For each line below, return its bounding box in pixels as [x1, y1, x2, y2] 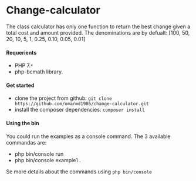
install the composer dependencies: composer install [14, 106, 145, 113]
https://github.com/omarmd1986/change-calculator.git [14, 101, 149, 107]
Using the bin [6, 119, 39, 126]
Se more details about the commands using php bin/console [6, 168, 153, 175]
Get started [6, 82, 35, 89]
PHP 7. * [14, 62, 33, 69]
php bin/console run [14, 150, 64, 157]
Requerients [6, 49, 37, 56]
